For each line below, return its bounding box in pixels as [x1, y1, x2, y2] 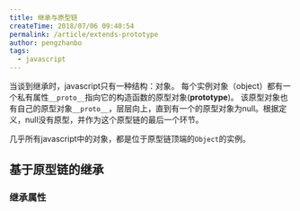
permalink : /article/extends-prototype [9, 30, 159, 39]
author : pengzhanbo [9, 38, 83, 48]
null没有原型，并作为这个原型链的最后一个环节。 [24, 114, 204, 125]
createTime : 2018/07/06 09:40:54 [9, 22, 135, 31]
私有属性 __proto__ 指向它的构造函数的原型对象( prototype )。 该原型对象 [16, 92, 280, 102]
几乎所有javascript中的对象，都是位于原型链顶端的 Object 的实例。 [9, 134, 251, 144]
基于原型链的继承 [9, 163, 104, 178]
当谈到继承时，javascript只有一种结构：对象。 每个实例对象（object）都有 [9, 81, 284, 91]
